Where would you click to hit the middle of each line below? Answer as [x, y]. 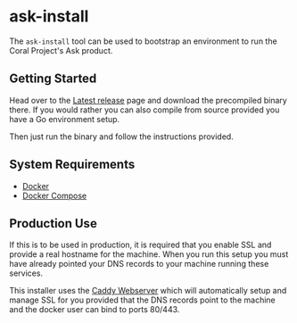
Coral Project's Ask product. [61, 50]
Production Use [54, 224]
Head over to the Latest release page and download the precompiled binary [148, 100]
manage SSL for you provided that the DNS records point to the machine [142, 300]
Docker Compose [54, 195]
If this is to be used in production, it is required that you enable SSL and [140, 245]
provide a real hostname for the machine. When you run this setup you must [149, 254]
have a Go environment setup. [65, 119]
